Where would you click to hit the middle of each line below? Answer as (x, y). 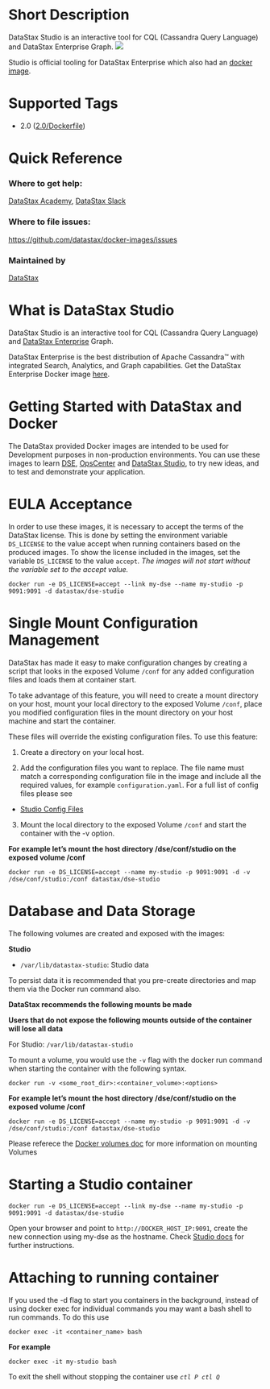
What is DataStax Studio (91, 311)
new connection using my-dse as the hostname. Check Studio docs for (126, 1236)
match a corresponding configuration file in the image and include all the (141, 776)
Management (54, 640)
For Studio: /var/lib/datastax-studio (71, 1044)
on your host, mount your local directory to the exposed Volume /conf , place (135, 703)
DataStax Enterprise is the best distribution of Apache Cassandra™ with (127, 357)
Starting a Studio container (101, 1184)
